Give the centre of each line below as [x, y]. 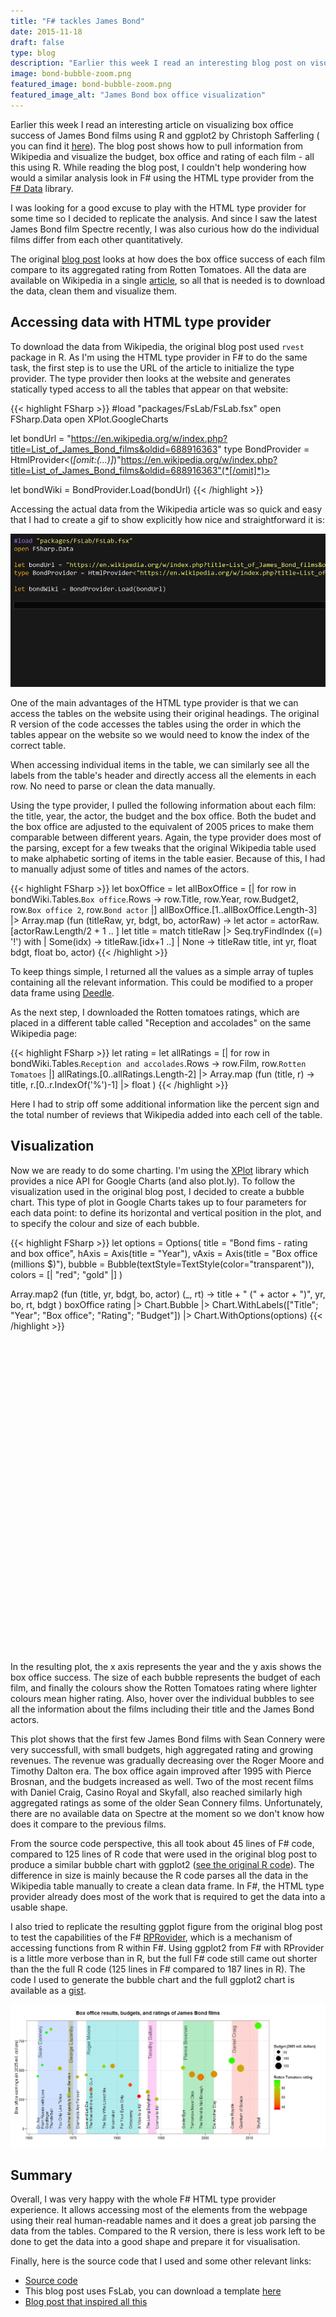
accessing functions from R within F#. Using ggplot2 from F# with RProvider [167, 1947]
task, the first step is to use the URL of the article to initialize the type [152, 367]
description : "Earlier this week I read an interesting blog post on [158, 63]
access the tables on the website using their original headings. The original [165, 713]
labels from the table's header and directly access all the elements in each [163, 775]
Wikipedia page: [44, 1033]
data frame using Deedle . [62, 993]
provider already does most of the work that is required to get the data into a [168, 1896]
